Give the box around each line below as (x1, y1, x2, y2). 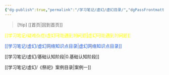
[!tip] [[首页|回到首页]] (17, 21, 63, 27)
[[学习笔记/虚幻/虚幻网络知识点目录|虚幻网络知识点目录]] (5, 43, 122, 49)
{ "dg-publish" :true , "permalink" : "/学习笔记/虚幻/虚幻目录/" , (5, 7, 128, 12)
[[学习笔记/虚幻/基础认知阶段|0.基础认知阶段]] (5, 53, 99, 59)
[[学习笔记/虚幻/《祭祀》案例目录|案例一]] (5, 64, 91, 70)
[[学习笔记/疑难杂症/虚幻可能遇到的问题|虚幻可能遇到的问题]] (5, 32, 131, 38)
